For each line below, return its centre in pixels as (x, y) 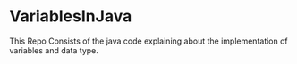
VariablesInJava (71, 16)
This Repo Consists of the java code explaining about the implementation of (148, 41)
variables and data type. (54, 50)
